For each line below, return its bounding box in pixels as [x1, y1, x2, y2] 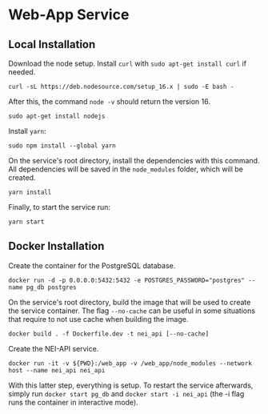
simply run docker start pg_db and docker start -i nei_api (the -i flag [8, 388, 245, 398]
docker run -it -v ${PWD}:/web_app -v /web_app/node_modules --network [8, 359, 252, 368]
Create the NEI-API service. [8, 344, 99, 353]
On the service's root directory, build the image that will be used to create [8, 297, 251, 307]
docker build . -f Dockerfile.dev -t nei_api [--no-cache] [8, 330, 210, 338]
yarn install [8, 188, 52, 196]
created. [8, 173, 36, 182]
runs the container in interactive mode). [8, 397, 138, 407]
